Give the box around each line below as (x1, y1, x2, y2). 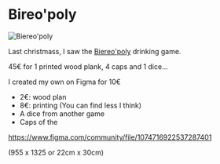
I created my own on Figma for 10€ (8, 77, 121, 86)
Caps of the (19, 117, 58, 126)
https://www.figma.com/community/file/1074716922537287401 (8, 132, 212, 142)
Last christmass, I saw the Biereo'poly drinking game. (8, 46, 181, 56)
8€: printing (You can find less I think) (19, 100, 142, 110)
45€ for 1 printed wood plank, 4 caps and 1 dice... (8, 61, 169, 71)
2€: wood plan (19, 92, 67, 101)
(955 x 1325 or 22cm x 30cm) (8, 148, 104, 157)
